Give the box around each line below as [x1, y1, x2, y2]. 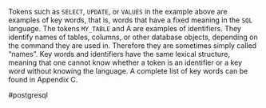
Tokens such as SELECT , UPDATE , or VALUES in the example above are [8, 7, 228, 16]
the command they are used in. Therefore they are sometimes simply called [8, 41, 257, 50]
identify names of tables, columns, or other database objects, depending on [8, 32, 258, 42]
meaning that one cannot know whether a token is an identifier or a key [8, 58, 242, 67]
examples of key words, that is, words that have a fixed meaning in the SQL [8, 15, 253, 25]
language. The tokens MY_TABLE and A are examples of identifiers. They [8, 24, 242, 33]
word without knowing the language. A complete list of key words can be [8, 66, 248, 75]
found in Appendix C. [8, 75, 78, 84]
